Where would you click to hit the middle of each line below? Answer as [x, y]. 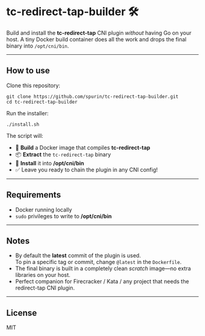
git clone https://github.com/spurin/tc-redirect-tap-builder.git [92, 96]
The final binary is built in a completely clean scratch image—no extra [103, 268]
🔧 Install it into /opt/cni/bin [49, 163]
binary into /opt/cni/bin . [38, 46]
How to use [28, 71]
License [22, 313]
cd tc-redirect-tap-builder [42, 102]
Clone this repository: [34, 85]
